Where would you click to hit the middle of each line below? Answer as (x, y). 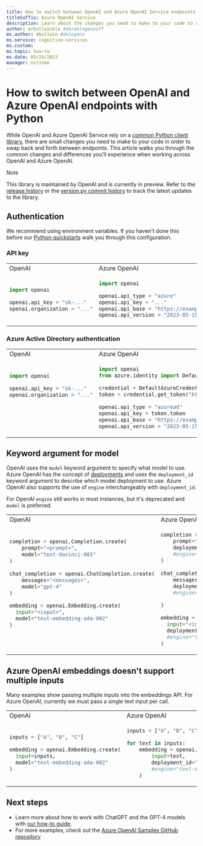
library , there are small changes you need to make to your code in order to (98, 142)
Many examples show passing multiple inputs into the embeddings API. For (100, 695)
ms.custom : (20, 46)
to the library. (23, 197)
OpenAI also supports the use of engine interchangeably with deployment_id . (101, 487)
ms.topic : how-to (28, 52)
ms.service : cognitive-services (47, 40)
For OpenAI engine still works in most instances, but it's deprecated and (96, 499)
